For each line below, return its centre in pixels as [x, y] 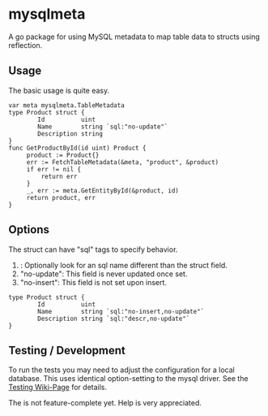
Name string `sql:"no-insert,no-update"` [121, 311]
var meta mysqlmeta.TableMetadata [67, 105]
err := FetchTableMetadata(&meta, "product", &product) [123, 162]
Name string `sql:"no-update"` [103, 127]
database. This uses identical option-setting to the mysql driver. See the [128, 379]
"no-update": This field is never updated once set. [104, 274]
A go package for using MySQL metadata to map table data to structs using [134, 37]
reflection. [26, 45]
